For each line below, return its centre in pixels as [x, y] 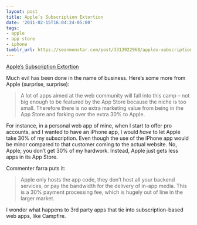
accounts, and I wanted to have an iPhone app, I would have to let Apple [93, 132]
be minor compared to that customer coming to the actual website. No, [92, 144]
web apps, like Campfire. [36, 216]
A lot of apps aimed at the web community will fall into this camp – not [105, 95]
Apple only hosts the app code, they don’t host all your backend [98, 179]
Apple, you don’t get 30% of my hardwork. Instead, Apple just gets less [92, 150]
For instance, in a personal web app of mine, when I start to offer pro [89, 125]
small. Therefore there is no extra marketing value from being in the [102, 108]
